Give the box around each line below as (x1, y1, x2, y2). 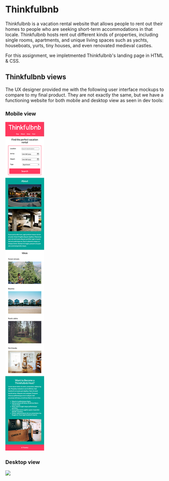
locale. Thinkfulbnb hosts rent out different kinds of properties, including (5, 31, 159, 37)
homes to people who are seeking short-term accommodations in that (5, 26, 153, 32)
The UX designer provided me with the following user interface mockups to (5, 86, 164, 92)
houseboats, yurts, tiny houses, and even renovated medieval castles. (5, 42, 153, 48)
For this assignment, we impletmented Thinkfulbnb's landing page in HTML (5, 52, 164, 59)
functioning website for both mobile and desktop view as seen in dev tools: (5, 97, 164, 103)
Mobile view (5, 110, 36, 117)
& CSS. (5, 57, 20, 64)
